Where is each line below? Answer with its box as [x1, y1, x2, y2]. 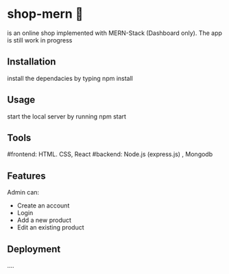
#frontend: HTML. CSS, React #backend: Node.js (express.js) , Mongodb [7, 150, 213, 158]
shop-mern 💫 [7, 6, 84, 22]
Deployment [7, 243, 61, 255]
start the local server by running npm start [7, 112, 127, 121]
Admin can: [7, 188, 40, 197]
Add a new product [16, 216, 72, 225]
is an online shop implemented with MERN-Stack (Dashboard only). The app [7, 29, 223, 37]
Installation [7, 56, 56, 68]
